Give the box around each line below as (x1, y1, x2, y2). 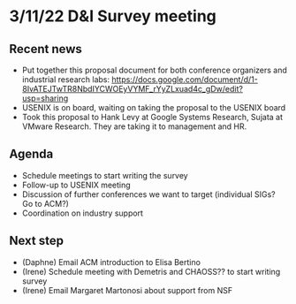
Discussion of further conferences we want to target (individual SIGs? (21, 188, 276, 200)
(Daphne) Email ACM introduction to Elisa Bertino (21, 256, 201, 267)
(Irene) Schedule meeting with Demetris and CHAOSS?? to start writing (21, 266, 281, 277)
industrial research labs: (21, 74, 110, 85)
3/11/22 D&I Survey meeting (9, 6, 216, 27)
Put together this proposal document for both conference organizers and (21, 65, 287, 75)
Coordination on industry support (21, 208, 144, 218)
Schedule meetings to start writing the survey (21, 170, 188, 180)
